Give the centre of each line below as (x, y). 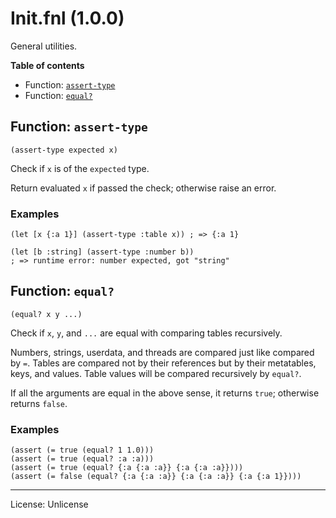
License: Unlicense (49, 504)
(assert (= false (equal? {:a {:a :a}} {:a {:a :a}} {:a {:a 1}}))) (156, 477)
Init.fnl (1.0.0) (67, 18)
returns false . (39, 403)
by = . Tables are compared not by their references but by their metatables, (163, 363)
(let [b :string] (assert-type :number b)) (102, 252)
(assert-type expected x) (64, 150)
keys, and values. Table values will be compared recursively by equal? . (156, 373)
